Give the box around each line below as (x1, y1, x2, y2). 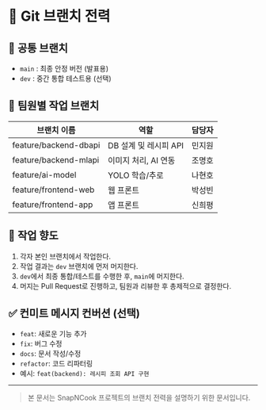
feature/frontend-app (12, 199, 93, 210)
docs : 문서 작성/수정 (19, 349, 82, 358)
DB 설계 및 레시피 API (108, 140, 184, 151)
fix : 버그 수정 (19, 339, 63, 349)
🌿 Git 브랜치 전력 (8, 7, 111, 25)
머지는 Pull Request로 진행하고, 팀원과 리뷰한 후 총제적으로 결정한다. (19, 281, 232, 290)
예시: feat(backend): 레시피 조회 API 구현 (19, 369, 150, 378)
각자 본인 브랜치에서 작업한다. (19, 251, 112, 261)
